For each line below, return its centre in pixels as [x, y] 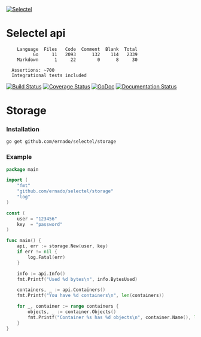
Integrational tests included [49, 75]
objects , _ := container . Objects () [72, 312]
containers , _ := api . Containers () [61, 290]
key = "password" [40, 224]
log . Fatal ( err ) [47, 257]
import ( [17, 180]
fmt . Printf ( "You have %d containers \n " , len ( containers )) [91, 296]
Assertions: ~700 [33, 70]
